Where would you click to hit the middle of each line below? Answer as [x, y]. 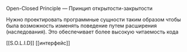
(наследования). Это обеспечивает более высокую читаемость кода [92, 32]
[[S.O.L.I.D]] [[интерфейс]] [38, 43]
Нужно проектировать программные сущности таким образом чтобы [93, 19]
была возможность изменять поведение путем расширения [82, 26]
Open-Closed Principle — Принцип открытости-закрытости [79, 8]
